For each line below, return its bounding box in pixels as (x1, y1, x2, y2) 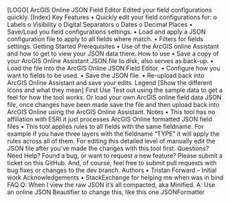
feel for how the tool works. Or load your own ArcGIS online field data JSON (7, 93, 222, 101)
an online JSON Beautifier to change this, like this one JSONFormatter (7, 188, 205, 196)
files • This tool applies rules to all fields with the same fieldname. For (7, 123, 204, 130)
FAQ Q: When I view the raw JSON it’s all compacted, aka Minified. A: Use (7, 181, 216, 189)
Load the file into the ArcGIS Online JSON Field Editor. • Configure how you (7, 64, 221, 72)
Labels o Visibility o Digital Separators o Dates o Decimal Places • (7, 21, 193, 28)
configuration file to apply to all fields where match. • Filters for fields (7, 35, 204, 43)
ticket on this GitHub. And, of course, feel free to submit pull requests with (7, 159, 218, 167)
